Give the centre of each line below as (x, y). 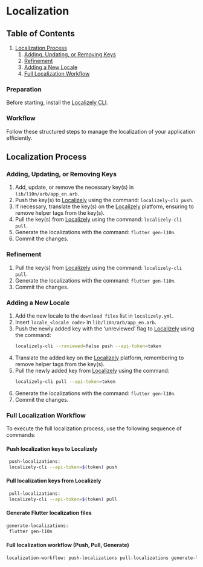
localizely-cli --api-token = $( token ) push (63, 467)
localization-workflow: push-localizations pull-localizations (88, 558)
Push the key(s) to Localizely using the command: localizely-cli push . (104, 200)
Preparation (24, 89)
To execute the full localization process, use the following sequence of (94, 428)
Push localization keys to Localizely (52, 448)
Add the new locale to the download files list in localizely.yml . (94, 315)
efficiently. (19, 138)
